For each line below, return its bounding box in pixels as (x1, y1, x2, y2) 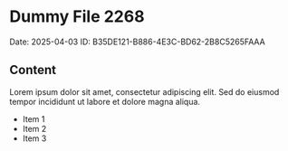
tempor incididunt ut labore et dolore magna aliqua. (9, 96, 201, 107)
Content (9, 62, 57, 78)
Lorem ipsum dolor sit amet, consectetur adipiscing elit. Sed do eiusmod (9, 86, 280, 97)
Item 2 (22, 123, 47, 134)
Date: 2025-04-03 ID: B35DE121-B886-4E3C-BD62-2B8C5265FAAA (9, 36, 265, 47)
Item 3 (22, 133, 47, 144)
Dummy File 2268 (9, 6, 145, 27)
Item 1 (22, 113, 45, 124)
